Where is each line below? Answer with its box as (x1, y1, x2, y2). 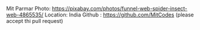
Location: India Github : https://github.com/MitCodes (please (44, 11, 194, 18)
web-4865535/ (6, 11, 44, 18)
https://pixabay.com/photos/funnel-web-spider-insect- (51, 5, 188, 12)
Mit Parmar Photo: (6, 5, 51, 12)
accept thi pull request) (6, 18, 64, 24)
